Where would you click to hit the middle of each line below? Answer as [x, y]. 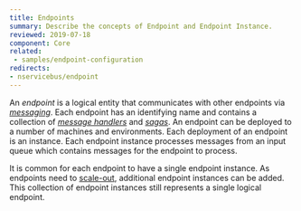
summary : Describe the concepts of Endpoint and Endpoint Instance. [141, 26]
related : [26, 52]
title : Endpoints [42, 18]
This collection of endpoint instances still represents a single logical [136, 187]
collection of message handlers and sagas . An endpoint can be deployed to [150, 121]
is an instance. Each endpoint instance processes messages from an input [148, 140]
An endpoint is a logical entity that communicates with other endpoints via [147, 102]
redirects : [30, 69]
